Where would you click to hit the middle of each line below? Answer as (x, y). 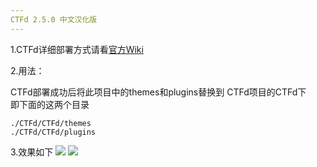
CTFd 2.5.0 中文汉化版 (54, 19)
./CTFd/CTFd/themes (51, 123)
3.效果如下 (32, 152)
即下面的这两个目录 (50, 104)
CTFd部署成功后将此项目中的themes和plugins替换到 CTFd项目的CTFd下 (158, 92)
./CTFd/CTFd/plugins (53, 132)
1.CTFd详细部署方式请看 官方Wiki (77, 49)
